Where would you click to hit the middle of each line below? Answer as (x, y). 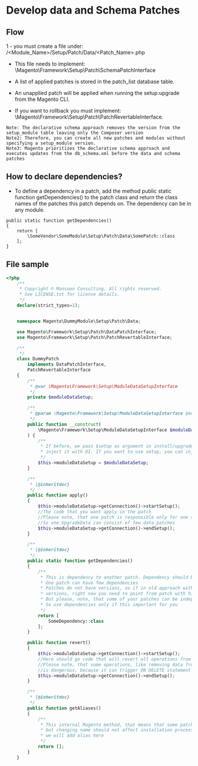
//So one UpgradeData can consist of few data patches (106, 522)
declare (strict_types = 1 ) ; (49, 305)
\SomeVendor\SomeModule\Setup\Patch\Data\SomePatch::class (101, 236)
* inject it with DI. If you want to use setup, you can (112, 452)
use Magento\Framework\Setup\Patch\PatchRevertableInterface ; (95, 337)
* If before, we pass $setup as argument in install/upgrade (117, 446)
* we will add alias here (72, 736)
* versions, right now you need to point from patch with (113, 594)
